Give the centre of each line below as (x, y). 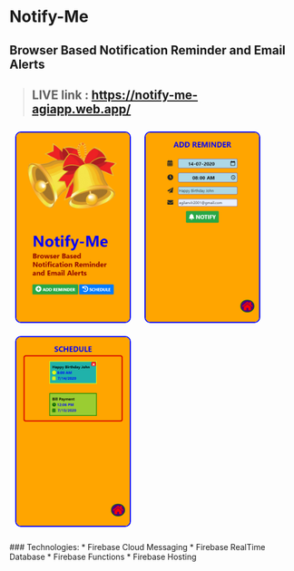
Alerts (27, 64)
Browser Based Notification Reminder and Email (147, 50)
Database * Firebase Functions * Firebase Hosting (103, 557)
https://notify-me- (144, 95)
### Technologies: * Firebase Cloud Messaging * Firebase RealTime (137, 547)
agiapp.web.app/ (81, 109)
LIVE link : (60, 95)
